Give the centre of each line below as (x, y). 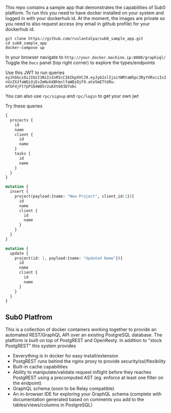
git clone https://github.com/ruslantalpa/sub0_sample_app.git (74, 39)
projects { (22, 120)
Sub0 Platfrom (29, 317)
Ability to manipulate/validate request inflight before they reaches (82, 372)
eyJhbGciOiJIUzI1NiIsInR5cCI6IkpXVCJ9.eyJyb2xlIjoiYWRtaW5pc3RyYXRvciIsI (86, 78)
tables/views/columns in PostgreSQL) (53, 405)
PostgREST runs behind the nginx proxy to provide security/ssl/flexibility (89, 361)
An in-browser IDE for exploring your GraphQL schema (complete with (87, 394)
